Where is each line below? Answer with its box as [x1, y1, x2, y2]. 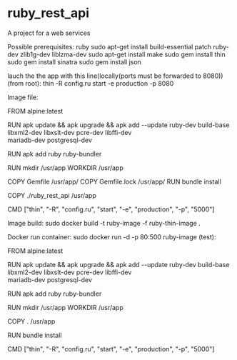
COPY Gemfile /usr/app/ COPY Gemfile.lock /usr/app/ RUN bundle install [7, 177, 221, 186]
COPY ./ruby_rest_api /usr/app [7, 191, 96, 199]
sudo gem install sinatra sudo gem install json [7, 57, 141, 66]
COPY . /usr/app [7, 316, 56, 326]
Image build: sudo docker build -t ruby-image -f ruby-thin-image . [7, 219, 201, 227]
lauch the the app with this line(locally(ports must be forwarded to [7, 71, 202, 80]
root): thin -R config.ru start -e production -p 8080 [24, 79, 174, 87]
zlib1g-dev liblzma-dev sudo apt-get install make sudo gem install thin [20, 50, 226, 59]
